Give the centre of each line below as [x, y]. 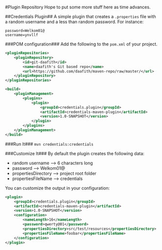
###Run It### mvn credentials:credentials [49, 144]
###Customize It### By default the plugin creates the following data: [75, 153]
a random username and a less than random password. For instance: [74, 22]
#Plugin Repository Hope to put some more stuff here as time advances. [78, 7]
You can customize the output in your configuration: [58, 188]
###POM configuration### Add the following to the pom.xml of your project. [81, 44]
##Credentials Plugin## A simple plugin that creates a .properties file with [81, 16]
